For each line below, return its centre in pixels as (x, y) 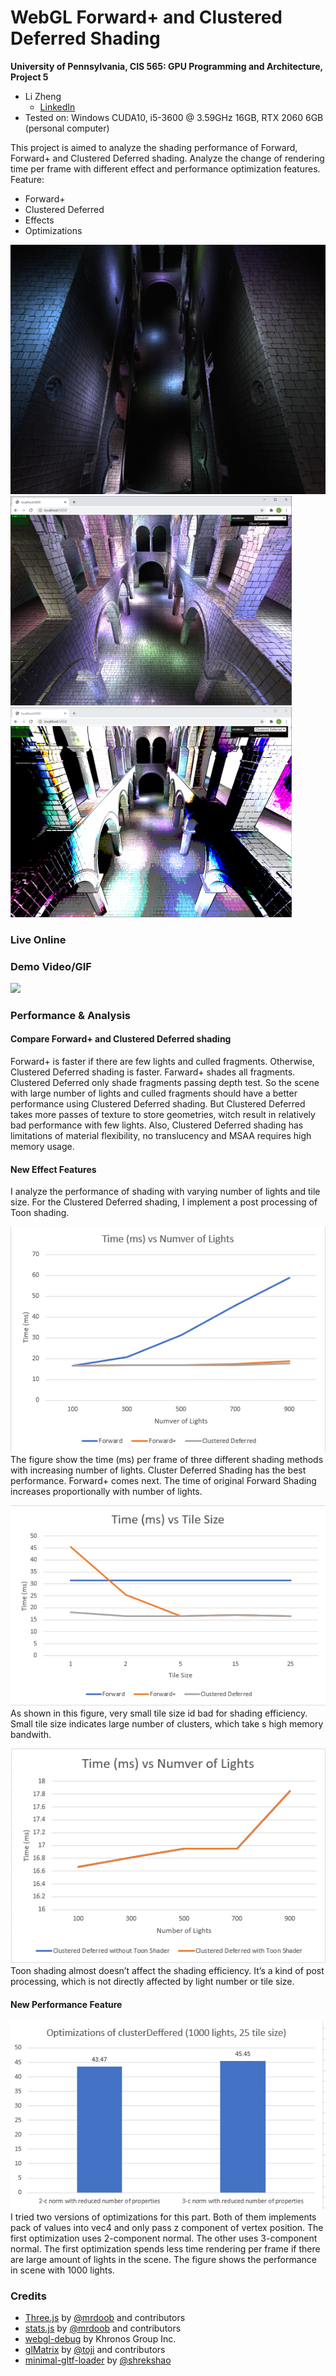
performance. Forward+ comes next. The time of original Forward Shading (163, 1480)
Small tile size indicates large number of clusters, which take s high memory (167, 1723)
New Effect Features (53, 1169)
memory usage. (42, 1147)
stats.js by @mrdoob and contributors (103, 2328)
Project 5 (29, 77)
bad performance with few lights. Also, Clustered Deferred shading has (157, 1125)
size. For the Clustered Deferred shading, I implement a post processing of (164, 1202)
